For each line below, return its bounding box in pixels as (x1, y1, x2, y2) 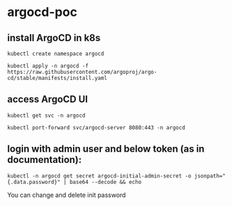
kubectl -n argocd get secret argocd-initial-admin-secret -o (7, 172, 192, 180)
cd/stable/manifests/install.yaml (7, 74, 108, 81)
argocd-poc (7, 4, 78, 20)
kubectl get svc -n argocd (7, 112, 86, 119)
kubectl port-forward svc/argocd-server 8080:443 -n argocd (7, 124, 186, 131)
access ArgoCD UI (7, 93, 88, 105)
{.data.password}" (7, 178, 61, 185)
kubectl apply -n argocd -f (7, 63, 89, 70)
